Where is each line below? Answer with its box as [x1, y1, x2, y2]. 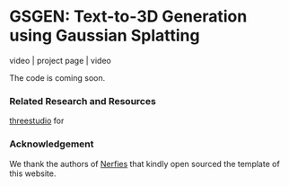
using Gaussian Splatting [9, 25, 200, 46]
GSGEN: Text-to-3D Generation [9, 6, 248, 27]
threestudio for [9, 115, 65, 127]
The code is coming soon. [9, 72, 106, 83]
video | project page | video [9, 55, 112, 66]
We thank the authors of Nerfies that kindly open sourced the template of [9, 158, 280, 169]
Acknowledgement [9, 137, 94, 150]
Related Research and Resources [9, 94, 157, 107]
